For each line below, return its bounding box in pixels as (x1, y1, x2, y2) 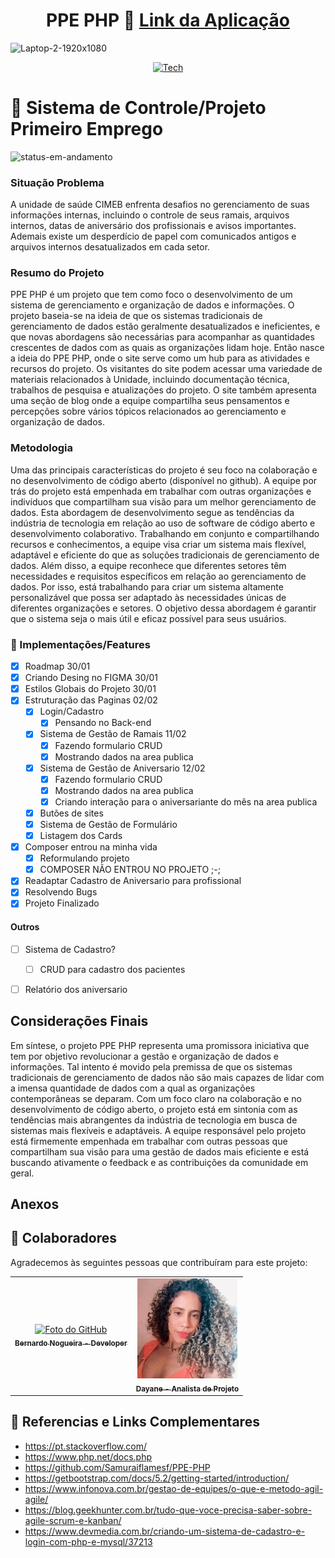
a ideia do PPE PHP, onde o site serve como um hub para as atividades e (10, 352, 310, 364)
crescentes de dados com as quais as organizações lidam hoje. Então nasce (10, 342, 325, 354)
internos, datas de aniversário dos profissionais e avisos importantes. (10, 220, 297, 232)
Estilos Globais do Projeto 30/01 (24, 683, 157, 695)
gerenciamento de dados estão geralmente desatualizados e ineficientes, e (10, 320, 321, 333)
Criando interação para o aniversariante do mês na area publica (54, 795, 318, 808)
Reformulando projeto (39, 852, 130, 864)
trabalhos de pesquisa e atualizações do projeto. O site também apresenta (10, 384, 317, 396)
